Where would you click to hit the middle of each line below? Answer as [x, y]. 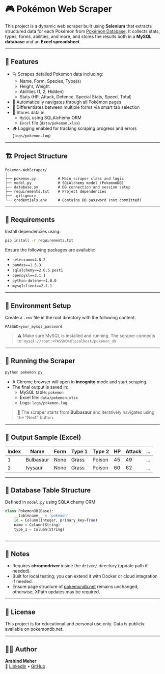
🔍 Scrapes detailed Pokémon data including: [57, 74]
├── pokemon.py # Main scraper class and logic [65, 179]
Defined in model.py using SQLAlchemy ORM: [51, 502]
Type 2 [101, 451]
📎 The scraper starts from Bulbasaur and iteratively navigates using [86, 412]
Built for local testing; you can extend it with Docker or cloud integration [85, 576]
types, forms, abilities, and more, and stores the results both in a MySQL [78, 36]
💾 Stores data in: [29, 112]
